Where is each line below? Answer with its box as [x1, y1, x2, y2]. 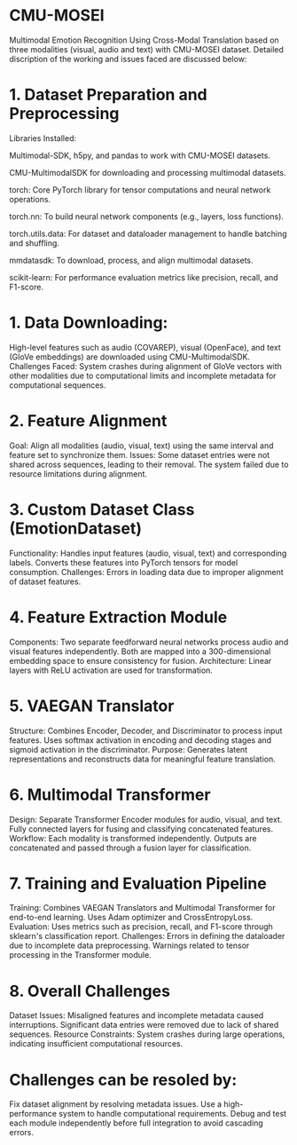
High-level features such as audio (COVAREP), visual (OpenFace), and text [9, 342, 281, 352]
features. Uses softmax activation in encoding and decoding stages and [9, 734, 272, 746]
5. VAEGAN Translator [9, 696, 175, 715]
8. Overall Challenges [9, 981, 171, 1001]
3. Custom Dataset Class [9, 499, 195, 519]
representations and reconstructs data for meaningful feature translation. [9, 754, 277, 764]
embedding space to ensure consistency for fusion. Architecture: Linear [9, 655, 272, 666]
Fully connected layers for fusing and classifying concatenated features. [9, 823, 273, 834]
